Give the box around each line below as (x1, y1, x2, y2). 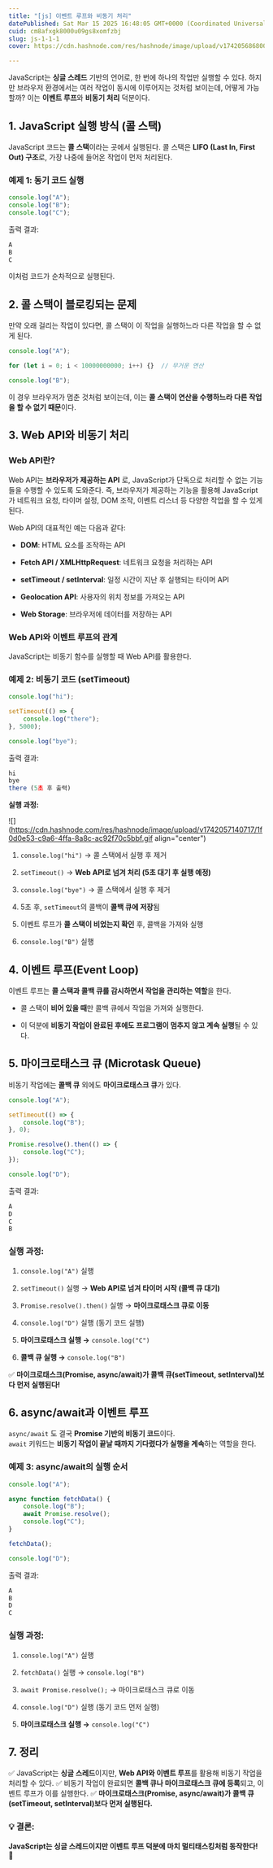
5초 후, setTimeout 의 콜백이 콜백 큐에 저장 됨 (19, 902, 160, 912)
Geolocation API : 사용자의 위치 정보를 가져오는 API (19, 591, 185, 602)
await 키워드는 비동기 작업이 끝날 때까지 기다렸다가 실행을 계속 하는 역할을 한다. (8, 1439, 257, 1448)
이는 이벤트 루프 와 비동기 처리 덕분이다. (27, 93, 150, 102)
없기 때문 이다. (32, 402, 77, 411)
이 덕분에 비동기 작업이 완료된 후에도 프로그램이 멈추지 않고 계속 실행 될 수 (19, 1021, 250, 1030)
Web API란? (8, 455, 55, 466)
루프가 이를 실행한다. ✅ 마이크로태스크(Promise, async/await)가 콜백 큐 (23, 1788, 254, 1798)
